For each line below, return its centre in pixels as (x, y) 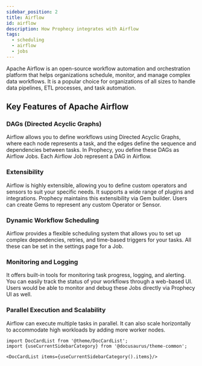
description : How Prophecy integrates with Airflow (72, 29)
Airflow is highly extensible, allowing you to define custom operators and (96, 185)
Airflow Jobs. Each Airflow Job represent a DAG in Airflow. (79, 156)
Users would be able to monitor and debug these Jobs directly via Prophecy (101, 288)
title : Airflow (25, 18)
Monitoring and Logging (42, 262)
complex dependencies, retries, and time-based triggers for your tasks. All (99, 240)
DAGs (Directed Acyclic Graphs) (54, 124)
